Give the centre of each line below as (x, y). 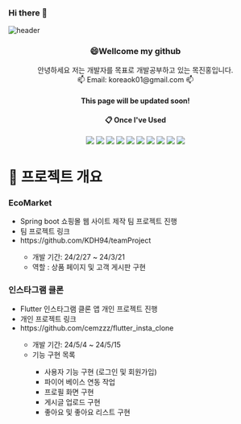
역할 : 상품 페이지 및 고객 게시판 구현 (89, 267)
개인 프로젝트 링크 (48, 319)
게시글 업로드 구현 (72, 402)
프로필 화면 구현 (69, 392)
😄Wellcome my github (135, 52)
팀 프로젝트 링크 (45, 231)
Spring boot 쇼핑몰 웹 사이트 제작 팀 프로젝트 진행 (98, 221)
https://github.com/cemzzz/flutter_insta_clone (97, 328)
